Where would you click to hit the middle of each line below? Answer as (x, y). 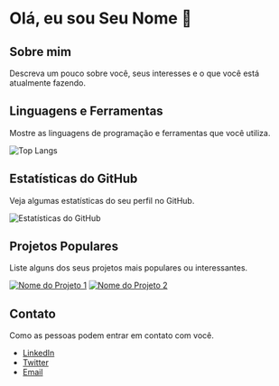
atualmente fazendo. (47, 83)
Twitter (36, 363)
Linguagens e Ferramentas (87, 111)
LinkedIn (38, 353)
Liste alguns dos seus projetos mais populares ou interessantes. (129, 268)
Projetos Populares (64, 247)
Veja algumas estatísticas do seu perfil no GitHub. (102, 200)
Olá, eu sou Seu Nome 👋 (101, 18)
